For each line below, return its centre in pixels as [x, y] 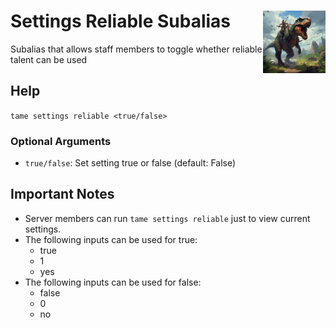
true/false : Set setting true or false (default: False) [130, 163]
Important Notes [62, 194]
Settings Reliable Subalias [121, 21]
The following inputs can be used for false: [113, 282]
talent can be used [49, 59]
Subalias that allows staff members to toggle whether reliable [136, 49]
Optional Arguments [61, 141]
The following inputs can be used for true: [111, 239]
